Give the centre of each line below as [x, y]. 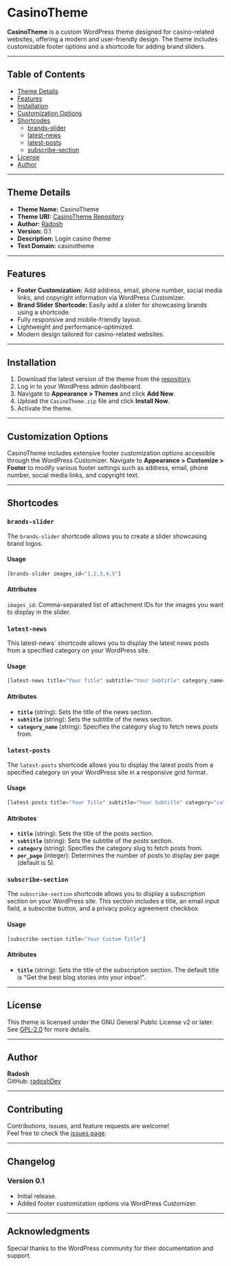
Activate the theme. [45, 409]
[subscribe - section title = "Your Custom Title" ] [77, 939]
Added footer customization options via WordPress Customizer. [107, 1203]
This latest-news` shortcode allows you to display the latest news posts [108, 643]
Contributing [35, 1109]
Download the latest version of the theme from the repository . [104, 379]
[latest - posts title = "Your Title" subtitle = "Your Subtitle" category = [110, 803]
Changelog [31, 1162]
